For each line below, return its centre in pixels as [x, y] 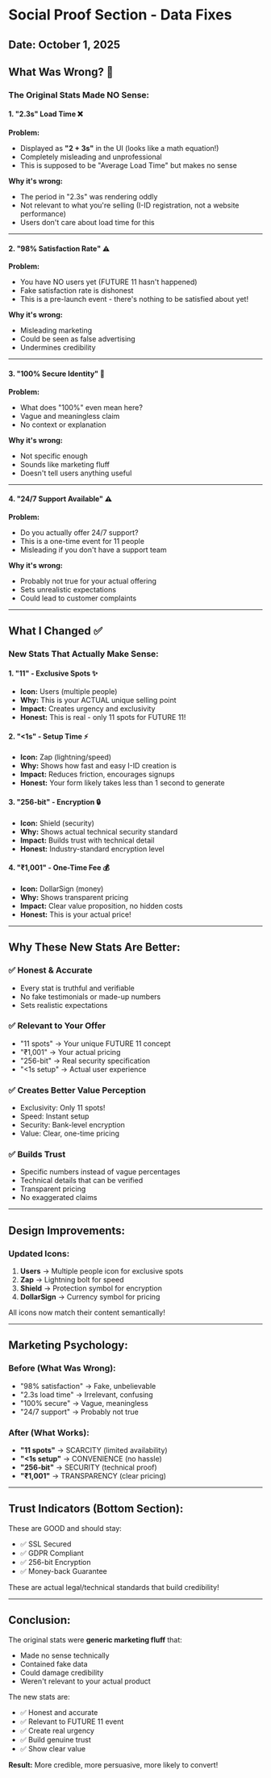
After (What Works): [49, 1433]
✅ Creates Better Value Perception [77, 1090]
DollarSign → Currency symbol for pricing [90, 1297]
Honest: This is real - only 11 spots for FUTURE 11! [103, 717]
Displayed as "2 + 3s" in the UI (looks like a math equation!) [119, 149]
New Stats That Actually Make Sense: [83, 654]
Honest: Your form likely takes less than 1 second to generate [122, 783]
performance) [43, 214]
